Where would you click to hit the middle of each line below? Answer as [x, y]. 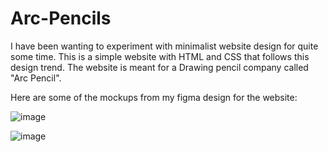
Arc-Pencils [61, 18]
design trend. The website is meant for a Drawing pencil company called [159, 67]
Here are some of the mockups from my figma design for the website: [154, 97]
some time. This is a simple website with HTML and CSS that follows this [160, 56]
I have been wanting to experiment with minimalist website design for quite [164, 46]
